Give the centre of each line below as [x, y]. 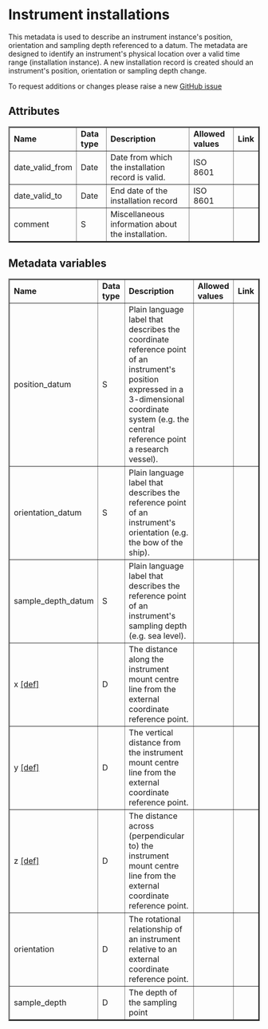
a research [149, 449]
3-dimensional [157, 399]
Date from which [142, 157]
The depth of [153, 992]
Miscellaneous [138, 214]
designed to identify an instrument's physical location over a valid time [124, 53]
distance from [155, 742]
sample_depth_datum [54, 600]
